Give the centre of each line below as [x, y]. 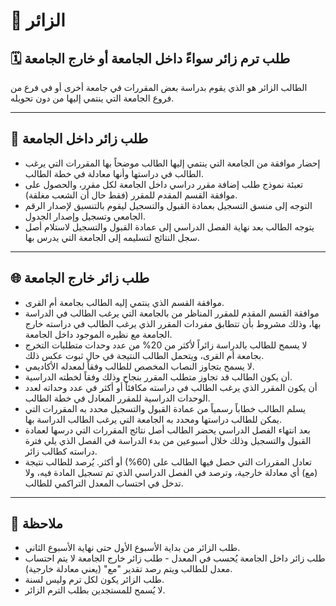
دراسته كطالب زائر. [61, 451]
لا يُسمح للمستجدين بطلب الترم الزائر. [95, 590]
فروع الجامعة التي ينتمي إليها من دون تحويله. [92, 98]
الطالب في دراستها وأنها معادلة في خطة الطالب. [114, 173]
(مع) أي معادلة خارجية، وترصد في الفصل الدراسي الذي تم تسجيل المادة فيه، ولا [171, 472]
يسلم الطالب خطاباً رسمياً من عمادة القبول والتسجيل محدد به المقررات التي [165, 408]
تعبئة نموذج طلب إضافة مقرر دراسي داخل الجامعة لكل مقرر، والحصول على [164, 184]
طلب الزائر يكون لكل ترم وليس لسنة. [94, 580]
